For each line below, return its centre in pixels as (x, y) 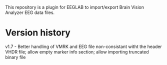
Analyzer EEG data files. (30, 12)
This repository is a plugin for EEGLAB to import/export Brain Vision (74, 7)
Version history (38, 33)
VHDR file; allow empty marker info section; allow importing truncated (77, 51)
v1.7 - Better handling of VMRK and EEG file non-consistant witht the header (84, 46)
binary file (15, 57)
